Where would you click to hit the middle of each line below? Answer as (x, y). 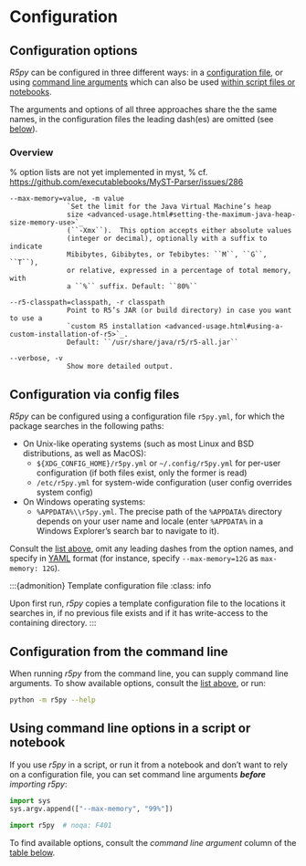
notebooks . (31, 92)
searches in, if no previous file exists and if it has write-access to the (139, 613)
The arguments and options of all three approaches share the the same (143, 110)
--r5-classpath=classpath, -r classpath (88, 303)
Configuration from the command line (119, 651)
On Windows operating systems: (84, 502)
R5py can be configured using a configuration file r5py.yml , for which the (147, 416)
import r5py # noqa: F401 (61, 826)
